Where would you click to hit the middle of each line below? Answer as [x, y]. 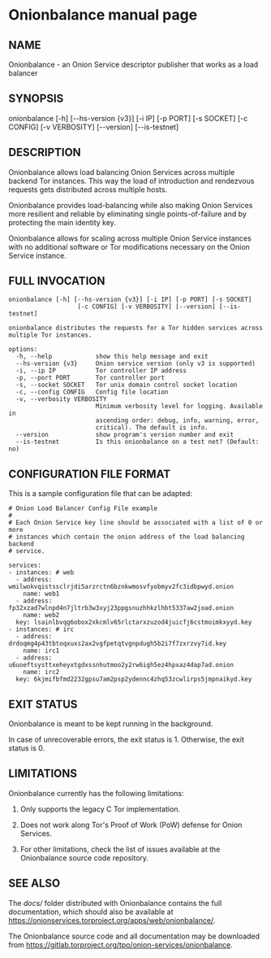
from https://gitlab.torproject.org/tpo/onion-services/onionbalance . [120, 944]
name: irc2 [41, 673]
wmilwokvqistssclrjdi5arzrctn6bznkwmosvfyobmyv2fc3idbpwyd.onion [121, 587]
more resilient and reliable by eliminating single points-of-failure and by [128, 214]
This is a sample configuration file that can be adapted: [101, 494]
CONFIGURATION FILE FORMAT [90, 474]
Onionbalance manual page [103, 15]
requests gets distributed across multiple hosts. [88, 189]
